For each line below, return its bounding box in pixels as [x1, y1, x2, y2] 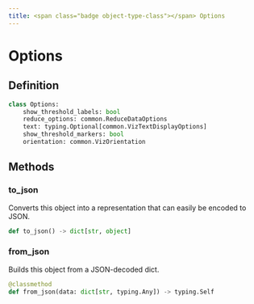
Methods [8, 160, 55, 174]
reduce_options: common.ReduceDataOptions [23, 115, 168, 124]
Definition [8, 78, 59, 93]
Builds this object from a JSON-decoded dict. [8, 264, 160, 274]
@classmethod [8, 280, 52, 288]
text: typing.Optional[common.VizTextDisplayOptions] [23, 123, 207, 131]
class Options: [8, 100, 60, 108]
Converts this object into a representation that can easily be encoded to [8, 203, 247, 213]
